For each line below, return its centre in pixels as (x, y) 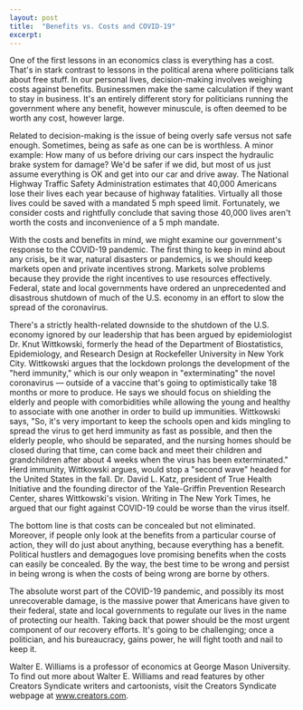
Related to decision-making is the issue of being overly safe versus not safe (151, 136)
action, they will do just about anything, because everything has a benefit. (147, 545)
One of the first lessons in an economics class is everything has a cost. (142, 61)
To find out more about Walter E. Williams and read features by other (137, 676)
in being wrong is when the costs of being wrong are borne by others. (139, 574)
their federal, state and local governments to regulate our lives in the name (148, 611)
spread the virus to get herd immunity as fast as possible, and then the (141, 431)
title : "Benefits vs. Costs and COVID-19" (93, 26)
